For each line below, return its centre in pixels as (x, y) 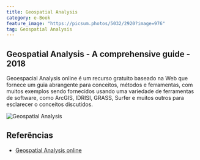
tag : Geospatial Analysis (39, 29)
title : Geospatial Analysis (42, 12)
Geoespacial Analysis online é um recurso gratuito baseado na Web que (97, 78)
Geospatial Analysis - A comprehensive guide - (98, 54)
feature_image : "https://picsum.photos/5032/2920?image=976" (86, 23)
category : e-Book (28, 18)
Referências (30, 135)
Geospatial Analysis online (49, 150)
